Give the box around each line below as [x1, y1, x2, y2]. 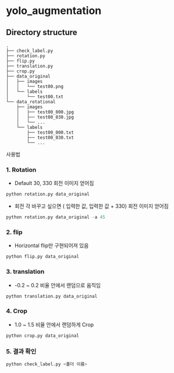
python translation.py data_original [6, 293, 98, 299]
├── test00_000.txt [27, 130, 74, 135]
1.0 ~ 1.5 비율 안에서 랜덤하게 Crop [14, 321, 94, 328]
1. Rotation [6, 165, 37, 173]
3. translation [6, 267, 45, 276]
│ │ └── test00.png [6, 83, 64, 89]
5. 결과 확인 [6, 347, 37, 355]
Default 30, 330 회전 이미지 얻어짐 [14, 180, 94, 187]
